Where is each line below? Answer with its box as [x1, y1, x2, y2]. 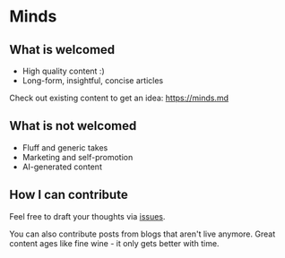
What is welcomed [9, 42, 116, 57]
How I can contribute [9, 187, 128, 202]
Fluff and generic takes [22, 142, 108, 153]
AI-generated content [22, 161, 103, 172]
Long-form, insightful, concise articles [22, 75, 164, 86]
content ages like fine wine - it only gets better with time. [9, 237, 220, 248]
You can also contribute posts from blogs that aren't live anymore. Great [9, 228, 276, 239]
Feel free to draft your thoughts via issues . [9, 211, 166, 221]
